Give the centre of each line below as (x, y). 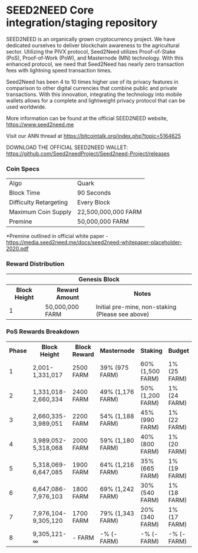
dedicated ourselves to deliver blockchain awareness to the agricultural (93, 45)
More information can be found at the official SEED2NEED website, (87, 118)
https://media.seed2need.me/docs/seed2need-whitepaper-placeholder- (94, 243)
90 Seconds (94, 193)
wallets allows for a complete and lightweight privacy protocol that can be (96, 100)
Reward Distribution (35, 264)
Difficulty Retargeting (39, 203)
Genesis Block (99, 279)
